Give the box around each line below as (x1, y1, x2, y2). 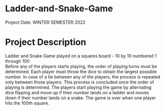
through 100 (5, 58, 30, 64)
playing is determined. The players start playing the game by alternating (5, 84, 152, 90)
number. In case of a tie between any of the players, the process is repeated (5, 74, 161, 79)
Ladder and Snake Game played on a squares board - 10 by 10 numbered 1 (5, 53, 157, 59)
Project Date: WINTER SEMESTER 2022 (5, 19, 85, 25)
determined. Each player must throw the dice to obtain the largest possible (5, 69, 157, 74)
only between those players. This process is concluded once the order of (5, 79, 154, 85)
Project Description (5, 37, 86, 48)
